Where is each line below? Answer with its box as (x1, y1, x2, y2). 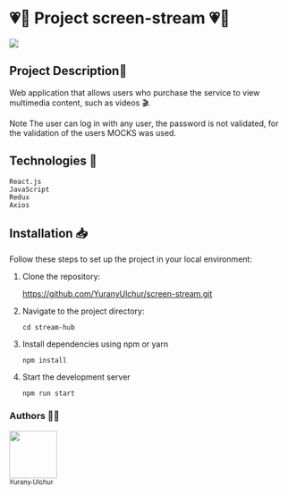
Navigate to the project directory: (21, 306, 145, 316)
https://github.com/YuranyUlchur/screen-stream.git (21, 289, 213, 299)
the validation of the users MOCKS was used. (9, 127, 177, 138)
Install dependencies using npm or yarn (21, 339, 168, 349)
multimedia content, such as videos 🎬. (9, 97, 151, 108)
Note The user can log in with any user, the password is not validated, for (9, 118, 279, 129)
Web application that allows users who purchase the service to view (9, 87, 260, 97)
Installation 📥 (9, 225, 89, 240)
